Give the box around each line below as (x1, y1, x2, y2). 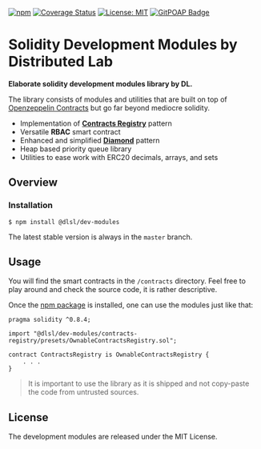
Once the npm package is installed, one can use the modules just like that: (8, 300, 254, 310)
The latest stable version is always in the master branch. (8, 232, 193, 242)
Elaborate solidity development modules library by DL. (8, 78, 193, 88)
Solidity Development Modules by (8, 36, 238, 54)
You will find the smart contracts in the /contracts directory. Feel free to (8, 276, 247, 286)
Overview (8, 176, 58, 190)
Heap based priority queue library (19, 144, 132, 154)
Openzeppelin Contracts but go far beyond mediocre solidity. (8, 102, 211, 112)
